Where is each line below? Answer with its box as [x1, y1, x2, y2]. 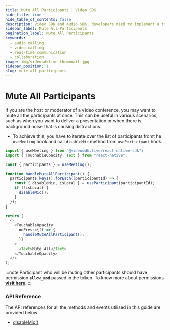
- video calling [10, 45, 44, 50]
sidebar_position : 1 [5, 64, 49, 69]
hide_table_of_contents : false [5, 17, 71, 22]
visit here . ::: [5, 280, 32, 286]
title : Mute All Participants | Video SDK [5, 7, 96, 13]
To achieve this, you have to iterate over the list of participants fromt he [12, 133, 162, 139]
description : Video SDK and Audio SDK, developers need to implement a [5, 21, 159, 27]
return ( [5, 213, 24, 218]
